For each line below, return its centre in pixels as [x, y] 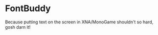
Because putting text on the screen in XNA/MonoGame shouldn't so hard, [79, 22]
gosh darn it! [18, 27]
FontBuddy [28, 9]
